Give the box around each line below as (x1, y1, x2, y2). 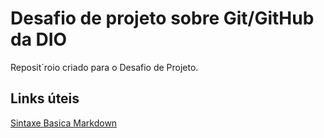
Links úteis (10, 90, 80, 107)
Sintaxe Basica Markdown (10, 117, 118, 129)
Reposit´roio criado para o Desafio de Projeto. (10, 61, 199, 73)
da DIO (10, 28, 68, 51)
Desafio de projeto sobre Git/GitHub (10, 7, 315, 30)
